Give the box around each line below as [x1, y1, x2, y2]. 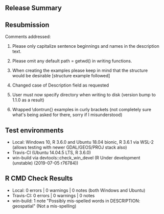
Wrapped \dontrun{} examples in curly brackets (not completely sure [12, 107, 152, 113]
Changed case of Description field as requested [12, 82, 109, 88]
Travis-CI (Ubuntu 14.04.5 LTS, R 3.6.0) [12, 150, 92, 155]
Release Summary [5, 4, 62, 12]
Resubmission [5, 21, 50, 29]
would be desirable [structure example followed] [12, 73, 110, 79]
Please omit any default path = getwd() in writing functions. [12, 58, 132, 64]
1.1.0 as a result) [12, 97, 45, 103]
